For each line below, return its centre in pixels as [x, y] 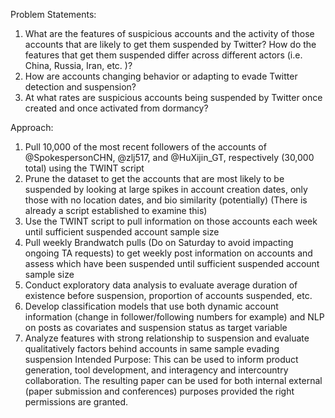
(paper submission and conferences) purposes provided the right [159, 391]
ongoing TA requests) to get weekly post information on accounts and [168, 253]
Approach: [32, 127]
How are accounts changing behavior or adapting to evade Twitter [161, 76]
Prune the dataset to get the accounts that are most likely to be [154, 178]
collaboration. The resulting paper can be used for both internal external [173, 380]
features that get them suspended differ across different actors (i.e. [163, 55]
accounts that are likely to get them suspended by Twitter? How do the [170, 44]
